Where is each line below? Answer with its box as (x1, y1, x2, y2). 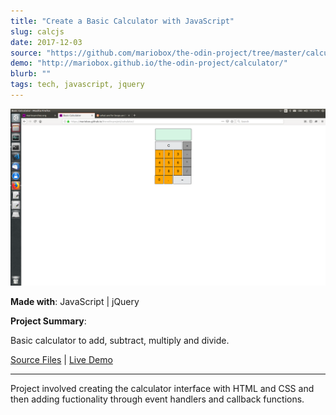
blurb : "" (10, 69, 52, 79)
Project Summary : (10, 315, 87, 327)
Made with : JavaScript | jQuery (10, 296, 140, 308)
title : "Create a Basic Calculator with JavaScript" (10, 16, 235, 26)
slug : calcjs (10, 26, 65, 37)
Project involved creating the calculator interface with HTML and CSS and (10, 383, 315, 395)
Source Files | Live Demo (10, 354, 113, 366)
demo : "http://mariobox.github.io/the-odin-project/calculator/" (10, 58, 288, 69)
